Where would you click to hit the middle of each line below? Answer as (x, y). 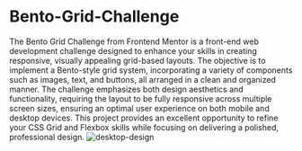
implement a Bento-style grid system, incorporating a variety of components (151, 70)
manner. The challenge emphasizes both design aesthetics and (127, 89)
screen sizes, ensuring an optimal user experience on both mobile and (139, 108)
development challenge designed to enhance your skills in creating (133, 50)
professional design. (47, 137)
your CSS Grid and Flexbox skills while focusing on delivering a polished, (144, 127)
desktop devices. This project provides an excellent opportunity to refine (144, 118)
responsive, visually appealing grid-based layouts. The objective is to (138, 60)
